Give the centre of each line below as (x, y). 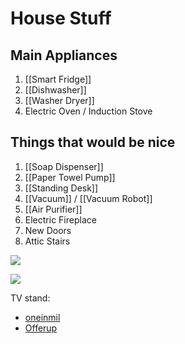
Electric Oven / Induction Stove (88, 111)
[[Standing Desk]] (61, 188)
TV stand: (30, 298)
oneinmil (42, 317)
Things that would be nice (93, 142)
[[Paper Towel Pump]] (70, 177)
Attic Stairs (47, 241)
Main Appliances (64, 55)
